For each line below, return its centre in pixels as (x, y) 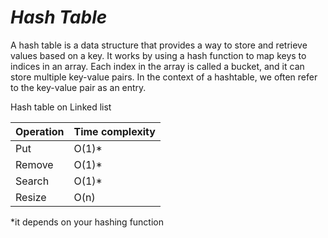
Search (32, 181)
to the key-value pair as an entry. (78, 87)
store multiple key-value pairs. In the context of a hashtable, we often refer (164, 77)
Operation (40, 131)
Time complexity (114, 131)
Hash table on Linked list (61, 107)
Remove (34, 164)
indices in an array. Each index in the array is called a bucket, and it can (157, 66)
